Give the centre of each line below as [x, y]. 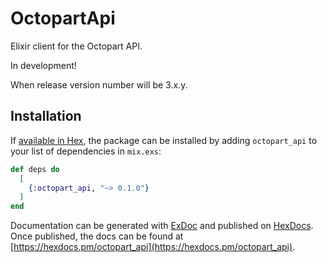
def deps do [35, 169]
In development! [43, 65]
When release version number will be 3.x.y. [99, 84]
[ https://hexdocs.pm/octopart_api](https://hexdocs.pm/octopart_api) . [153, 247]
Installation [46, 116]
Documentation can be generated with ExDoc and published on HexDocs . [162, 226]
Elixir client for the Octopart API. [76, 46]
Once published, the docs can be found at [97, 236]
